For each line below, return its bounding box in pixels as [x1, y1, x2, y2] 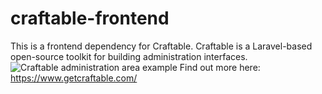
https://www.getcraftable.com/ [10, 72, 138, 84]
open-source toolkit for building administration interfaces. [10, 50, 248, 62]
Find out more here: [179, 61, 261, 73]
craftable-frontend [10, 7, 170, 30]
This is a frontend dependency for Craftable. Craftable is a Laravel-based [10, 40, 313, 52]
